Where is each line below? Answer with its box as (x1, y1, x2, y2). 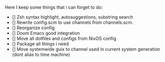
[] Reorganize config (12, 25, 55, 31)
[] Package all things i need (12, 41, 69, 47)
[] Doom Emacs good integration (12, 30, 80, 36)
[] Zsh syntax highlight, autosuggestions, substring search (12, 14, 133, 20)
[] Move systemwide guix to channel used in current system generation (12, 46, 160, 52)
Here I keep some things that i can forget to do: (5, 5, 103, 10)
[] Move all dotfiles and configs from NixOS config (12, 35, 117, 41)
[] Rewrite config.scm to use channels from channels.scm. (12, 20, 134, 25)
